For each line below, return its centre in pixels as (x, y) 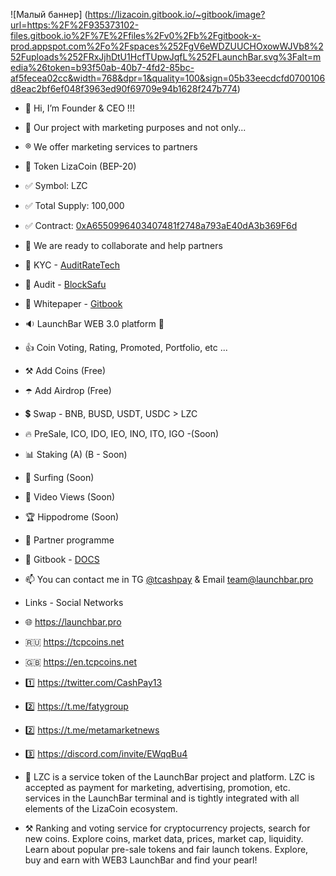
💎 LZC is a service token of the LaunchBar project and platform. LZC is (169, 777)
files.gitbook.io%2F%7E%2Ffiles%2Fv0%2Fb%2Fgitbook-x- (136, 35)
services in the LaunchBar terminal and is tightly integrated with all (162, 798)
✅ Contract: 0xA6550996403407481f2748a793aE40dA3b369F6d (161, 225)
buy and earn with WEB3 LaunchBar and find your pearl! (141, 860)
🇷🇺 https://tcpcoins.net (74, 642)
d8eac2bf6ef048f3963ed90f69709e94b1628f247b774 (124, 88)
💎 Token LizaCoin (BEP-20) (80, 166)
